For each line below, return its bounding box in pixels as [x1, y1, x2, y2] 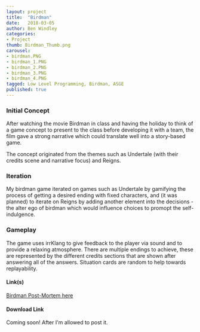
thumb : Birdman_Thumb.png [6, 42, 70, 48]
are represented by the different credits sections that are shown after [6, 252, 176, 259]
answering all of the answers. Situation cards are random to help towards [6, 258, 186, 266]
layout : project [6, 8, 47, 15]
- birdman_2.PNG [6, 64, 47, 71]
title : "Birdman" [6, 14, 52, 20]
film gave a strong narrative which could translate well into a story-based [6, 133, 186, 140]
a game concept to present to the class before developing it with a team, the [6, 126, 194, 133]
